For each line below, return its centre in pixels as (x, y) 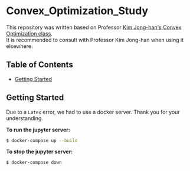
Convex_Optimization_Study (77, 11)
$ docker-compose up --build (42, 140)
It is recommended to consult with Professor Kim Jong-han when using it (95, 40)
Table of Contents (40, 65)
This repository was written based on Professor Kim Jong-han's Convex (94, 27)
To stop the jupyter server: (40, 151)
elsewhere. (19, 46)
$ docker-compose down (34, 163)
